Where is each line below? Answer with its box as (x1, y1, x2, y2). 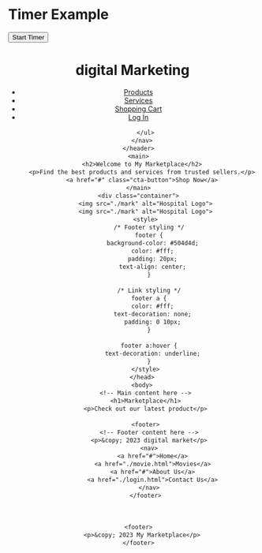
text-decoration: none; (113, 310, 192, 318)
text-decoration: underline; (104, 349, 201, 357)
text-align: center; (118, 263, 187, 271)
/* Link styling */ (117, 286, 182, 294)
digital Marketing (75, 62, 190, 80)
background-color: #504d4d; (106, 239, 199, 247)
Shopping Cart (114, 104, 163, 114)
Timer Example (8, 6, 109, 24)
